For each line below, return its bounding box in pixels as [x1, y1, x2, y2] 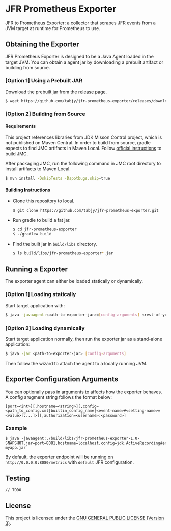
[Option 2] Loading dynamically [5, 324, 85, 331]
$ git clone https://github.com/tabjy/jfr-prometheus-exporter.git [12, 208, 159, 213]
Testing [5, 474, 30, 483]
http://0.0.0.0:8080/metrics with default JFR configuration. [5, 459, 134, 465]
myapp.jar [5, 445, 26, 450]
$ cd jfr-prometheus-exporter [12, 227, 77, 232]
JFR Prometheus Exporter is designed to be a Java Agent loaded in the [5, 53, 154, 60]
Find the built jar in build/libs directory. [12, 241, 97, 247]
